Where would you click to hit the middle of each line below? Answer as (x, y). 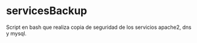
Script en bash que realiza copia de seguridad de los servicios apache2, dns (99, 27)
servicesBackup (46, 11)
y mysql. (16, 33)
